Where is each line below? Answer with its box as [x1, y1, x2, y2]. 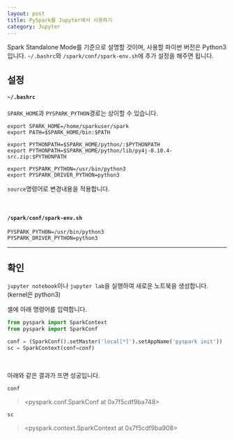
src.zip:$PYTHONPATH [7, 153, 68, 160]
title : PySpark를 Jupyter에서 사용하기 [7, 17, 113, 24]
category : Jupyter [7, 23, 61, 30]
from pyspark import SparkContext [7, 319, 108, 326]
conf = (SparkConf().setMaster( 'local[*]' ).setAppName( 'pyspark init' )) [7, 338, 223, 345]
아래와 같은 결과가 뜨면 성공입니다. [7, 372, 100, 380]
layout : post [7, 10, 45, 17]
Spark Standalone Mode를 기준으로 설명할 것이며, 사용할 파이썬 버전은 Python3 [7, 43, 227, 51]
